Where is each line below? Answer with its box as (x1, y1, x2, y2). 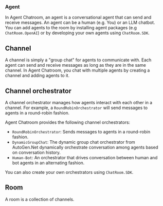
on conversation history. (12, 150, 61, 155)
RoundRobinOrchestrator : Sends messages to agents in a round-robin (12, 129, 151, 134)
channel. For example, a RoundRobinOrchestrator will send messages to (5, 105, 148, 111)
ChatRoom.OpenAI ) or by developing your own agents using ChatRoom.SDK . (5, 30, 150, 36)
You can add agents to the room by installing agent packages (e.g (5, 25, 137, 31)
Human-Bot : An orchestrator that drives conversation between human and (12, 154, 158, 160)
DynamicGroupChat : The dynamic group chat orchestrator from (12, 139, 135, 145)
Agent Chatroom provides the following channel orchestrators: (5, 119, 130, 125)
